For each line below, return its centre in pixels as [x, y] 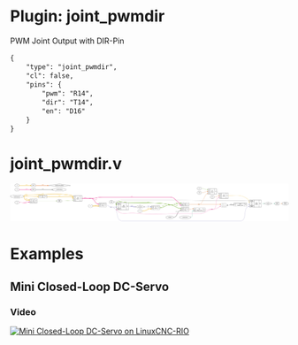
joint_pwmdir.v [66, 164]
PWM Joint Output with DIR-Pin [67, 41]
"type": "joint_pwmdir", [72, 67]
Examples [47, 254]
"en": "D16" [64, 111]
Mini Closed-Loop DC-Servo [90, 286]
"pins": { [44, 84]
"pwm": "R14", [68, 93]
